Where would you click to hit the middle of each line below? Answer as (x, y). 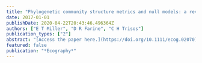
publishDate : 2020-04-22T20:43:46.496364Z (60, 23)
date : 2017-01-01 (28, 17)
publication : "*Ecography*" (41, 51)
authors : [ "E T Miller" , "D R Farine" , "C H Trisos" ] (75, 28)
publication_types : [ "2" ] (38, 34)
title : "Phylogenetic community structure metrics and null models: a (96, 12)
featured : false (26, 46)
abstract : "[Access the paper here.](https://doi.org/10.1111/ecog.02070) (102, 40)
